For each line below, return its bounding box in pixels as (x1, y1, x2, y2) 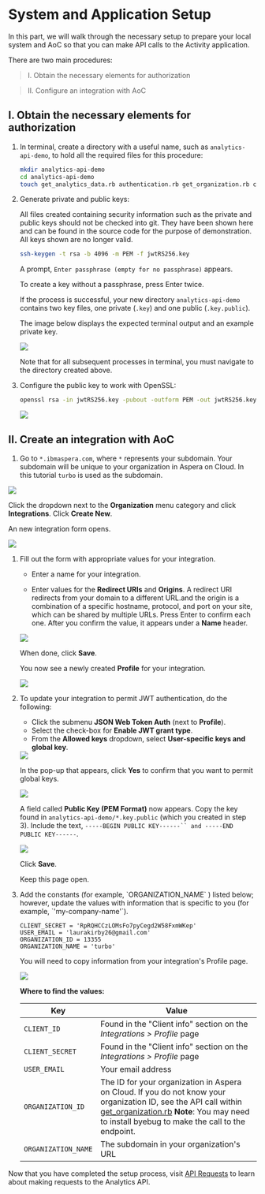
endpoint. (99, 1125, 136, 1136)
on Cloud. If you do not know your (99, 1086, 226, 1097)
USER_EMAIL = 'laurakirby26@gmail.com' (19, 928, 151, 936)
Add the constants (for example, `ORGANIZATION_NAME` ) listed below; (19, 890, 254, 899)
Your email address (99, 1063, 172, 1074)
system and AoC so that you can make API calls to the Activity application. (8, 39, 250, 49)
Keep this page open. (19, 874, 89, 884)
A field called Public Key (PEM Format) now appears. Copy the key (19, 804, 238, 813)
